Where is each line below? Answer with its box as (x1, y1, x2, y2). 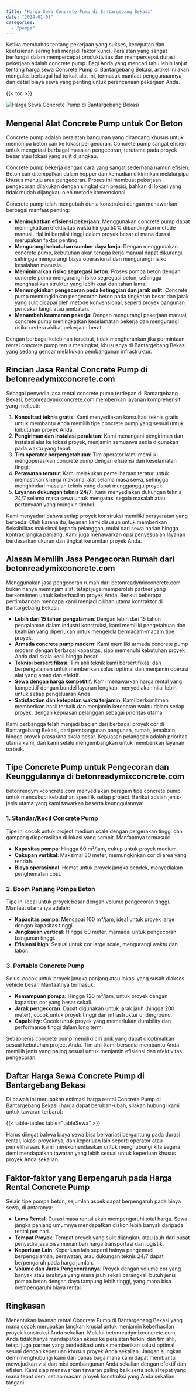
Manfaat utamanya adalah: (6, 905, 70, 912)
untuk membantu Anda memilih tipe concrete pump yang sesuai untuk (14, 419, 184, 426)
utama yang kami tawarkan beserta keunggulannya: (18, 799, 144, 806)
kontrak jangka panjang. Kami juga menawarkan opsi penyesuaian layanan (6, 531, 186, 538)
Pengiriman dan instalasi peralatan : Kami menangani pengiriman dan (14, 432, 183, 439)
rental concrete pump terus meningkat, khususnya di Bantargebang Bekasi (6, 342, 186, 349)
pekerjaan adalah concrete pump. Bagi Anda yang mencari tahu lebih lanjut (6, 60, 187, 67)
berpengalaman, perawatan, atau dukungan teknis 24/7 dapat (14, 1253, 164, 1260)
